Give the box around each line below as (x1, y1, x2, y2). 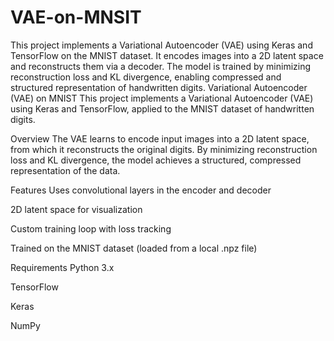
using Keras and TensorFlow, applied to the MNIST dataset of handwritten (10, 102, 315, 115)
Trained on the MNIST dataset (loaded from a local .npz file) (10, 242, 258, 254)
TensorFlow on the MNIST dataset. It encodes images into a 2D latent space (10, 49, 324, 61)
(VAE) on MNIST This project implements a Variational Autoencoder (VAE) (10, 92, 314, 104)
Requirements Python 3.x (10, 261, 115, 273)
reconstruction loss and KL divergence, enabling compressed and (10, 71, 282, 83)
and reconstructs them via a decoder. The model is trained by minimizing (10, 60, 312, 72)
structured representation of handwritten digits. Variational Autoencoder (10, 81, 308, 93)
